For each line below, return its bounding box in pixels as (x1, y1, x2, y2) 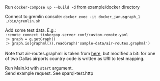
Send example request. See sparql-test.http (5, 70, 94, 76)
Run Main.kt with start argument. (5, 65, 73, 71)
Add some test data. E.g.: (5, 27, 56, 33)
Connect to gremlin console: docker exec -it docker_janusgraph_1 (5, 14, 141, 19)
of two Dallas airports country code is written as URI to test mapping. (5, 56, 145, 61)
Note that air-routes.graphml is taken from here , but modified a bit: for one (5, 51, 156, 56)
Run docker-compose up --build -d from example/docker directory (5, 4, 140, 10)
